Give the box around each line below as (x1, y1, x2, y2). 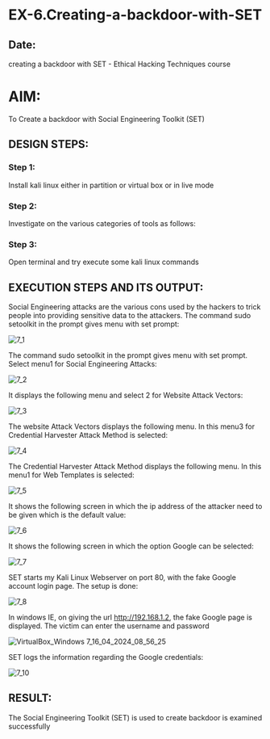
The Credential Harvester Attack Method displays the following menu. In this (8, 462, 262, 472)
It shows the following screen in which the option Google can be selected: (8, 541, 254, 551)
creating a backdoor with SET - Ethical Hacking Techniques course (8, 59, 231, 69)
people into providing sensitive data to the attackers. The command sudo (8, 311, 251, 321)
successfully (8, 721, 51, 731)
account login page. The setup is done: (8, 582, 139, 591)
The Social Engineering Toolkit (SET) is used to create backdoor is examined (8, 712, 263, 722)
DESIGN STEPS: (8, 137, 89, 151)
